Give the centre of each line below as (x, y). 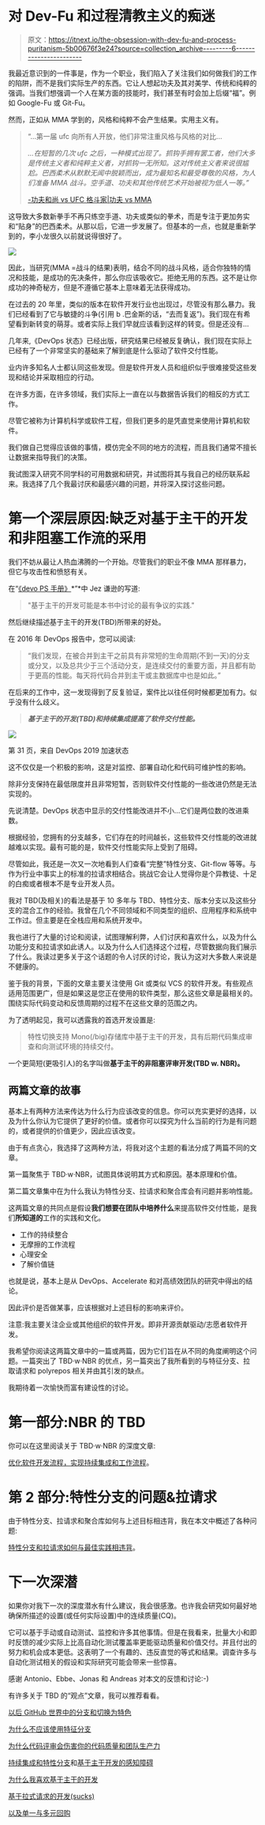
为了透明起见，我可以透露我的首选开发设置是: (82, 1020)
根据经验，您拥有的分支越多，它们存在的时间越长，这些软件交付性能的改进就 (132, 837)
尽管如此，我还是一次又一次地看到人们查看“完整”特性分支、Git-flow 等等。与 (132, 864)
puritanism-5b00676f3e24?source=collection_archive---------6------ (141, 48)
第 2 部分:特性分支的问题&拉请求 (113, 1497)
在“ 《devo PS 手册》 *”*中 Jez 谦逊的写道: (74, 588)
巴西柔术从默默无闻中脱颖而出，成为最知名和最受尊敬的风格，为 (145, 173)
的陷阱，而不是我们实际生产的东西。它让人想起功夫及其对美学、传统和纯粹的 (132, 83)
